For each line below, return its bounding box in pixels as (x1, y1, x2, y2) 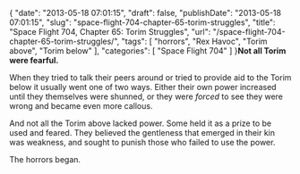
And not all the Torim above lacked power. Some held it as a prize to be (9, 118, 271, 128)
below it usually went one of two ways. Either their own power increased (9, 82, 277, 92)
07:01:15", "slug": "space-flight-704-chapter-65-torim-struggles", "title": (9, 17, 276, 28)
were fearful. (9, 55, 59, 65)
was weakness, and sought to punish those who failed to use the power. (9, 137, 276, 147)
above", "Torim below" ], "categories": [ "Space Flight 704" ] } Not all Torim (9, 46, 287, 56)
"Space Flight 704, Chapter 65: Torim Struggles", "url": (9, 27, 211, 37)
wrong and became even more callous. (9, 101, 153, 111)
